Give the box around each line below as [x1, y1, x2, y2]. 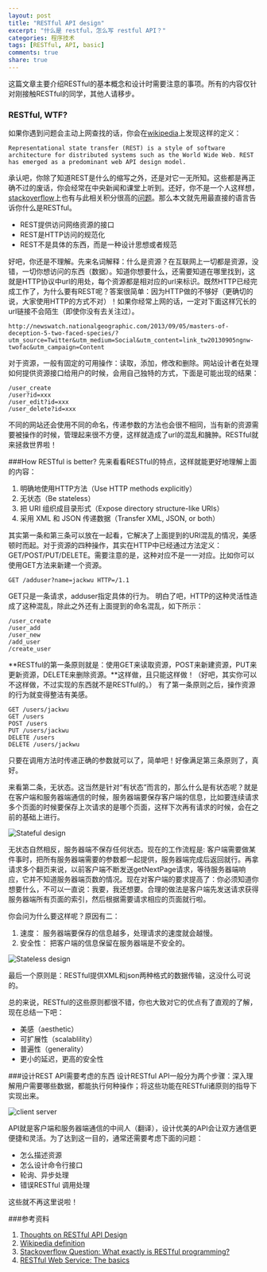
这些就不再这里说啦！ [8, 1197, 78, 1207]
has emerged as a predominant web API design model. [8, 159, 187, 166]
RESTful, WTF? [8, 109, 68, 120]
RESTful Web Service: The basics [19, 1255, 130, 1265]
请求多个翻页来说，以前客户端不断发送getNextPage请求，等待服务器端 [8, 865, 239, 875]
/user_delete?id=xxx [8, 405, 77, 413]
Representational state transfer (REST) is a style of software [8, 144, 226, 152]
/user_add [8, 624, 41, 632]
